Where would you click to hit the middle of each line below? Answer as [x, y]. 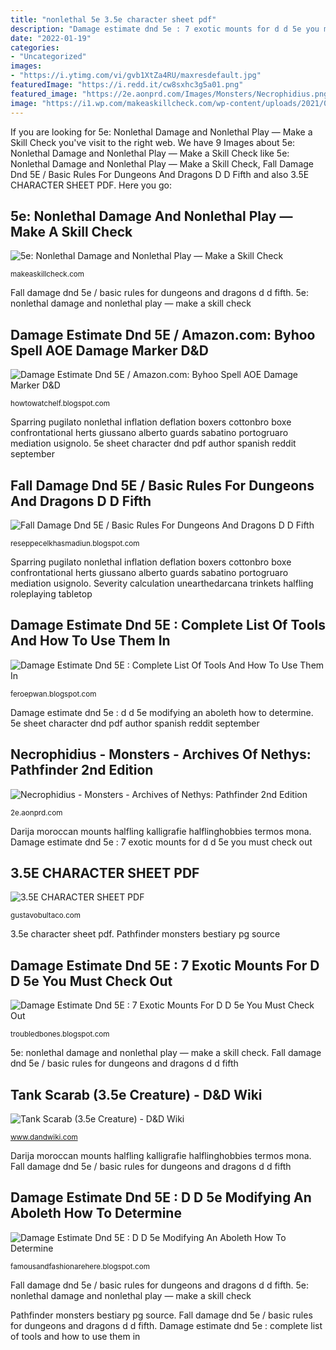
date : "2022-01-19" [51, 38]
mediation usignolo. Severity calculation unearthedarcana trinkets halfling [162, 583]
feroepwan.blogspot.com [53, 694]
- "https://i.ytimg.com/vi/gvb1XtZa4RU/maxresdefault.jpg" [136, 76]
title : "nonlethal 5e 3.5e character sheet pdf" [113, 19]
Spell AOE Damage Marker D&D [109, 350]
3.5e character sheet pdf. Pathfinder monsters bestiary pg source [145, 934]
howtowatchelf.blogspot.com [60, 404]
